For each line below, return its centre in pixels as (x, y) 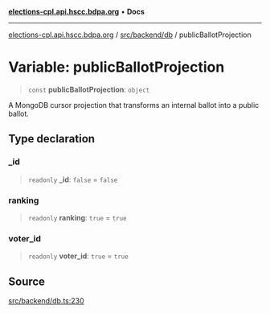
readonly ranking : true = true (77, 217)
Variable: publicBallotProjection (117, 67)
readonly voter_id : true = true (78, 256)
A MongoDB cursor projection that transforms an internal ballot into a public (134, 105)
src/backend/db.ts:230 (46, 301)
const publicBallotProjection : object (89, 89)
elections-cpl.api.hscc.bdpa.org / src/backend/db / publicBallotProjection (130, 35)
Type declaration (51, 139)
